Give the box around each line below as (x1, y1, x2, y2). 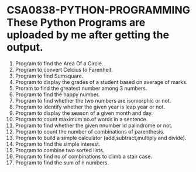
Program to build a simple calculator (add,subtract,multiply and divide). (15, 134, 187, 141)
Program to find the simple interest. (15, 141, 101, 148)
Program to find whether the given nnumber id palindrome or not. (15, 122, 173, 129)
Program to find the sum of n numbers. (15, 159, 109, 166)
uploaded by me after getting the (6, 29, 169, 41)
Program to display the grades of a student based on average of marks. (15, 78, 188, 85)
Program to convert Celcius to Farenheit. (15, 66, 114, 73)
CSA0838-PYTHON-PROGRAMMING (6, 3, 191, 17)
